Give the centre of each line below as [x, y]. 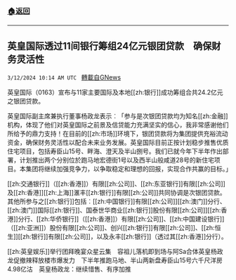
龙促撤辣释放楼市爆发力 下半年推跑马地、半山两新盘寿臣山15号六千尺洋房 [115, 260]
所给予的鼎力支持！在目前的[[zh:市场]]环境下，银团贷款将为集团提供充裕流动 [118, 134]
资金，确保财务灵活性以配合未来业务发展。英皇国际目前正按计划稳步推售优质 [118, 143]
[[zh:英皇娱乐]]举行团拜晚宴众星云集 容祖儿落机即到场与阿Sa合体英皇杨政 [115, 252]
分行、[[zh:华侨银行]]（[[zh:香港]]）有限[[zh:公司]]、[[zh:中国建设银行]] [121, 219]
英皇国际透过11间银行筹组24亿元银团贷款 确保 [110, 46]
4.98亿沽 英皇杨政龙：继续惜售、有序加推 [69, 269]
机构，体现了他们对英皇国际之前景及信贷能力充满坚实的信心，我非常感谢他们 [118, 125]
